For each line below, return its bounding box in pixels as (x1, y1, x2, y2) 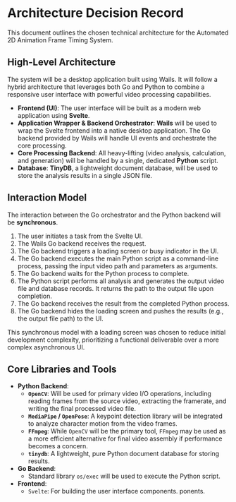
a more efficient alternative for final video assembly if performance (27, 434, 223, 443)
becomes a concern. (27, 442, 88, 450)
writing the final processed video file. (27, 405, 136, 413)
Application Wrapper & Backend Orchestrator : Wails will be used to (17, 119, 217, 127)
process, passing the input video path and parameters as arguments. (17, 261, 218, 270)
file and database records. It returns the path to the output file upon (17, 284, 213, 292)
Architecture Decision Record (7, 5, 185, 21)
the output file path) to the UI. (17, 314, 104, 323)
